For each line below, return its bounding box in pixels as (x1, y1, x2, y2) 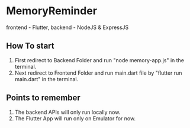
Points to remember (6, 93, 81, 103)
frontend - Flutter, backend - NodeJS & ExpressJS (6, 24, 129, 31)
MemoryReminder (6, 4, 98, 18)
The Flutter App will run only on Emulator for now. (14, 114, 136, 122)
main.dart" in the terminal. (14, 75, 79, 82)
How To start (6, 41, 54, 51)
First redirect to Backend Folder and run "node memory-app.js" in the (14, 56, 185, 63)
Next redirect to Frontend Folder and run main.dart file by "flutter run (14, 69, 182, 76)
